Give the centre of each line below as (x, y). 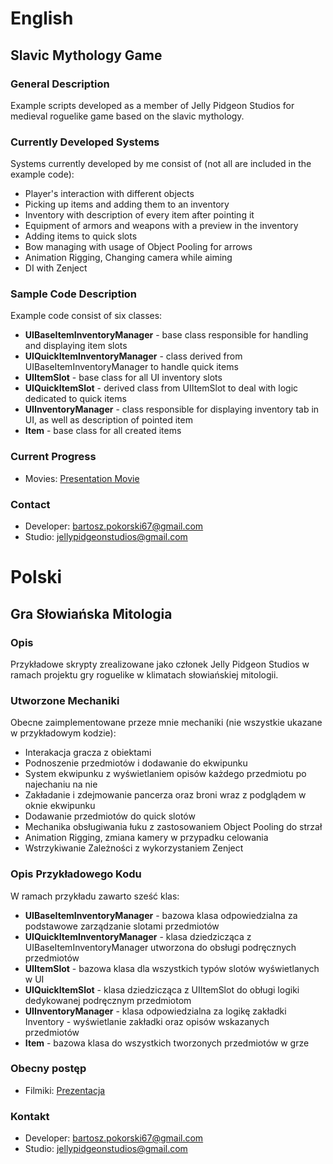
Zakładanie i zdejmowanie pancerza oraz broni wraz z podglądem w (165, 795)
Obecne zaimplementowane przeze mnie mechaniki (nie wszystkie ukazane (166, 723)
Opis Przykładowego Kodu (76, 874)
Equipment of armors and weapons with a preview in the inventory (161, 226)
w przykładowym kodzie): (63, 733)
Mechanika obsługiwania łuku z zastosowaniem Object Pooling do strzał (173, 827)
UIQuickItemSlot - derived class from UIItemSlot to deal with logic (161, 388)
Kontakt (30, 1116)
